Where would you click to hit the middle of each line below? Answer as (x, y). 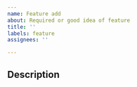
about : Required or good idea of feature (69, 20)
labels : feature (31, 33)
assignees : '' (28, 40)
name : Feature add (34, 14)
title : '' (22, 27)
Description (33, 74)
